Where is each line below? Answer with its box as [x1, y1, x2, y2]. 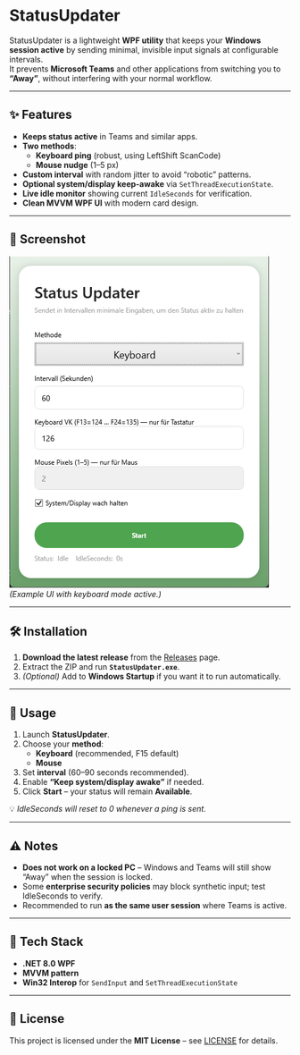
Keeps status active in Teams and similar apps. [21, 131, 198, 141]
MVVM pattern [21, 967, 79, 978]
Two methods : [21, 140, 78, 151]
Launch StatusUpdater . [21, 730, 110, 740]
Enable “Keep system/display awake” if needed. [21, 777, 204, 788]
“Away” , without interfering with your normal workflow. [9, 72, 212, 83]
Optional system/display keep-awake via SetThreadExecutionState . [21, 178, 274, 189]
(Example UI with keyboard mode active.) [9, 588, 162, 599]
